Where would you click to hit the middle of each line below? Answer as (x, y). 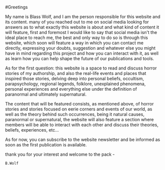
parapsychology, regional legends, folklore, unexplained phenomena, (75, 84)
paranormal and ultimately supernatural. (46, 94)
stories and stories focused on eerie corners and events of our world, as (79, 109)
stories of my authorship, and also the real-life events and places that (76, 73)
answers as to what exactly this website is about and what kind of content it (82, 27)
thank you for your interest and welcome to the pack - (60, 154)
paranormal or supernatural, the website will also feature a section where (80, 119)
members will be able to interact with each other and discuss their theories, (82, 125)
